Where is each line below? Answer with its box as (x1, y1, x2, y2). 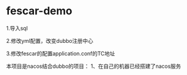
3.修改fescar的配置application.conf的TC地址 (6, 49, 115, 57)
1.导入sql (6, 24, 28, 32)
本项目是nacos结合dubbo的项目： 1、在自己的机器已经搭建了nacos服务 (6, 62, 181, 70)
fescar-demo (6, 4, 73, 18)
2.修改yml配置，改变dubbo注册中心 (6, 37, 94, 44)
